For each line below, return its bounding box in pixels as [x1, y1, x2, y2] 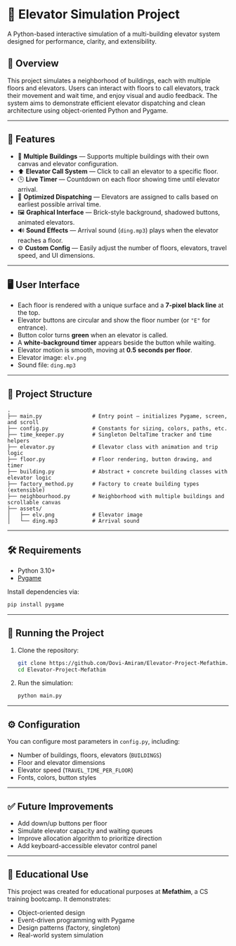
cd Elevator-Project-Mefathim [17, 666, 107, 673]
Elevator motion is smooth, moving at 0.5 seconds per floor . [17, 346, 193, 354]
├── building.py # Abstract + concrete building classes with [7, 468, 228, 475]
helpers [7, 437, 30, 444]
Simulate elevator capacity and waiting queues [17, 826, 153, 835]
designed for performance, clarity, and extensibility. [7, 37, 157, 45]
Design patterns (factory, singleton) [17, 923, 121, 932]
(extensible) [7, 487, 46, 494]
